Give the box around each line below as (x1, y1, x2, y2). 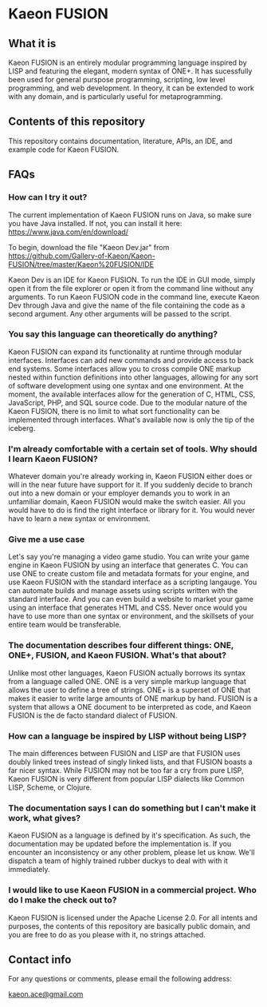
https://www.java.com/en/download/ (8, 227, 129, 237)
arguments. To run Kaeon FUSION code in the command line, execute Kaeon (8, 292, 260, 301)
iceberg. (8, 423, 36, 432)
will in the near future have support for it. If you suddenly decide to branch (8, 480, 253, 490)
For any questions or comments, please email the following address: (8, 974, 233, 984)
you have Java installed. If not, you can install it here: (8, 218, 183, 228)
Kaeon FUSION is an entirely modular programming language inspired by (8, 58, 247, 67)
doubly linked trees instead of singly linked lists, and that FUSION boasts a (8, 757, 253, 766)
